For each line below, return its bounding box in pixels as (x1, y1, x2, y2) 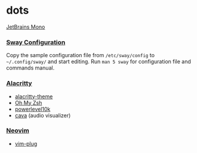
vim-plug (14, 140, 38, 147)
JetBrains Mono (6, 23, 45, 30)
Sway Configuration (6, 38, 66, 46)
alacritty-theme (14, 93, 53, 100)
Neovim (6, 126, 30, 135)
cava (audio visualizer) (14, 111, 71, 119)
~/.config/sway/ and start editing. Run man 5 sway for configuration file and (6, 58, 191, 65)
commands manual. (6, 64, 55, 71)
